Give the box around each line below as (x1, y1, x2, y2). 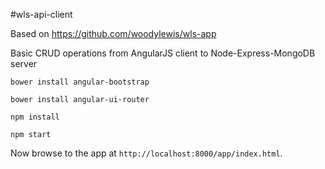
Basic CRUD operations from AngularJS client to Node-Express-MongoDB (10, 47, 316, 59)
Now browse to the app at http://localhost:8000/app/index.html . (10, 147, 283, 159)
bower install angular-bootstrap (10, 77, 150, 87)
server (10, 58, 38, 69)
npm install (10, 112, 60, 122)
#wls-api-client (10, 9, 73, 20)
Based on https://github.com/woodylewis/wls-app (10, 28, 217, 39)
